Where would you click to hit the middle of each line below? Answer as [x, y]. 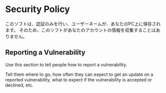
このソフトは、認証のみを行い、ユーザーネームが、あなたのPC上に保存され [83, 24]
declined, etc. [19, 85]
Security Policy [38, 9]
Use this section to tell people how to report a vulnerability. [66, 64]
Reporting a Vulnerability [45, 53]
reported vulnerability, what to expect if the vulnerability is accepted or [79, 79]
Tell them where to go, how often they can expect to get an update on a [79, 74]
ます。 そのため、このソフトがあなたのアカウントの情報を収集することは [80, 30]
